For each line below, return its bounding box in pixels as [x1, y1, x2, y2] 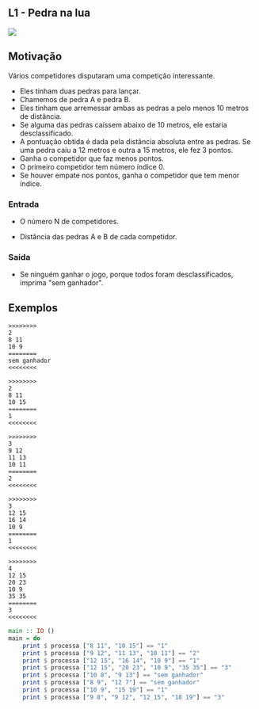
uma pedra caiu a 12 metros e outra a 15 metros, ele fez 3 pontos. [19, 145, 234, 154]
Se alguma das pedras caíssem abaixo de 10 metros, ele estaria [19, 120, 227, 129]
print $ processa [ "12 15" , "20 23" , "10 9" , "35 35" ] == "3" [22, 664, 232, 672]
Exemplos [8, 301, 58, 314]
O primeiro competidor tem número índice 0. [19, 162, 165, 171]
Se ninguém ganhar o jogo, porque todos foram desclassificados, [19, 269, 234, 280]
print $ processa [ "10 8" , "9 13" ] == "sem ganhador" [22, 671, 204, 680]
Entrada [8, 198, 40, 209]
